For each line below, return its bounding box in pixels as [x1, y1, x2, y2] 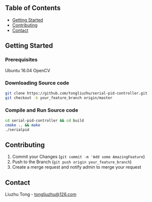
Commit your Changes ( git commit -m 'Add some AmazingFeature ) [12, 154, 145, 160]
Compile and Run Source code [5, 107, 78, 114]
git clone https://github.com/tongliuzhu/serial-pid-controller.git [5, 91, 148, 96]
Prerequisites [5, 56, 38, 63]
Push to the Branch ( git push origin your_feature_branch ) [12, 159, 132, 165]
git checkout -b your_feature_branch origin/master [5, 95, 112, 100]
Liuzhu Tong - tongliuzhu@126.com [5, 191, 77, 198]
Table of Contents [5, 4, 61, 12]
